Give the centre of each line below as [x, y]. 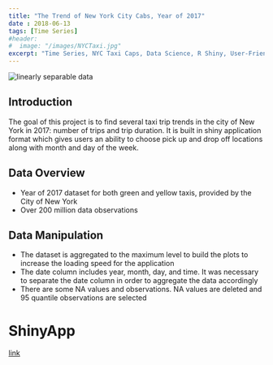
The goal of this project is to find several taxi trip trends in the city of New [132, 122]
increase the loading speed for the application [97, 264]
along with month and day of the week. [74, 148]
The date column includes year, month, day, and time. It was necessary [139, 272]
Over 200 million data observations [79, 210]
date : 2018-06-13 [39, 24]
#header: [23, 39]
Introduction [41, 102]
